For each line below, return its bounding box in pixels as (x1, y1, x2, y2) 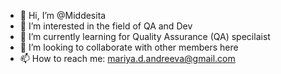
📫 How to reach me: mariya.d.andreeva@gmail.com (19, 53, 236, 64)
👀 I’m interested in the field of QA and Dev (19, 20, 193, 32)
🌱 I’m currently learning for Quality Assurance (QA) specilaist (19, 31, 271, 42)
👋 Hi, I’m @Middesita (19, 10, 107, 21)
